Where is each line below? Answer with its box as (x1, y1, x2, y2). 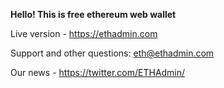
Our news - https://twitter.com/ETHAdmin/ (10, 67, 186, 78)
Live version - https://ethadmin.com (10, 28, 158, 39)
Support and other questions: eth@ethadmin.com (10, 47, 215, 59)
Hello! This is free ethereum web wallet (10, 9, 177, 20)
